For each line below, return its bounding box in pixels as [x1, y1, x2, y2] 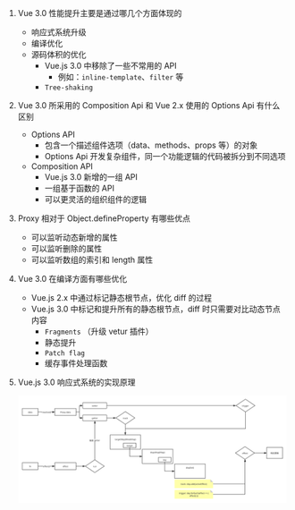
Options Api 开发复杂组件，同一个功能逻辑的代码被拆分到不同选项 [44, 151, 286, 161]
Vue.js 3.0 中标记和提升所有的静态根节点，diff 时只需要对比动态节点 [30, 303, 281, 314]
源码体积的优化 [30, 49, 87, 60]
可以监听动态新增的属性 [30, 232, 118, 242]
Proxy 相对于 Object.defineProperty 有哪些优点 [17, 213, 190, 224]
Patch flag [44, 349, 85, 358]
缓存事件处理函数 [44, 358, 108, 369]
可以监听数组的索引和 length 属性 [30, 254, 154, 265]
